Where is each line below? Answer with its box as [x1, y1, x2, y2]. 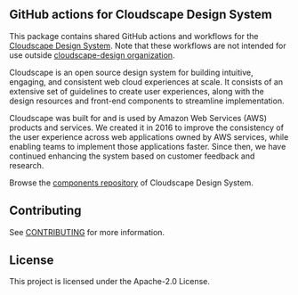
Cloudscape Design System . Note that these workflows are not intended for [9, 40, 286, 51]
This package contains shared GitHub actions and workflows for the [9, 30, 259, 41]
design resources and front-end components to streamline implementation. [9, 95, 285, 106]
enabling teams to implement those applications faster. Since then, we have [9, 141, 286, 152]
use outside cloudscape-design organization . [9, 49, 175, 61]
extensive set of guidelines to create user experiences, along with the [9, 86, 264, 96]
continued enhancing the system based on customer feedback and [9, 151, 255, 161]
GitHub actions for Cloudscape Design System [9, 7, 273, 22]
